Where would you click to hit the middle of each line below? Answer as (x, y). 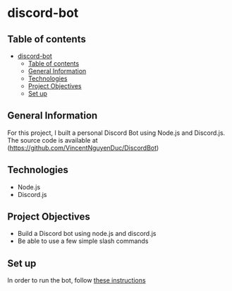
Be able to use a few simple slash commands (83, 241)
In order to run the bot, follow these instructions (77, 280)
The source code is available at (53, 140)
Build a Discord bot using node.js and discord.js (87, 234)
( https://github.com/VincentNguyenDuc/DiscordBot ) (83, 148)
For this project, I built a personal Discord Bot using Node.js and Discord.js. (116, 133)
